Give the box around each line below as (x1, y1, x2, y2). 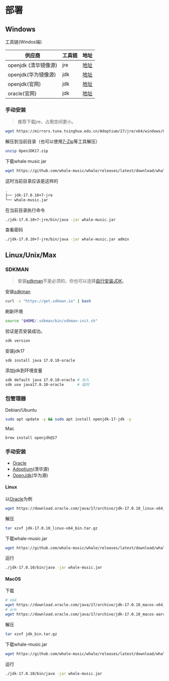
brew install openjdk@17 (5, 435, 57, 440)
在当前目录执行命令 (5, 207, 45, 213)
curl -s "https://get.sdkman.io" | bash (5, 299, 92, 304)
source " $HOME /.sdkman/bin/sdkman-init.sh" (5, 318, 98, 323)
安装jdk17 (5, 348, 25, 354)
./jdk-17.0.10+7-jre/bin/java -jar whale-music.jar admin (5, 237, 129, 242)
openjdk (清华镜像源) (8, 62, 58, 68)
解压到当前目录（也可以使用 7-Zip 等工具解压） (5, 139, 101, 145)
